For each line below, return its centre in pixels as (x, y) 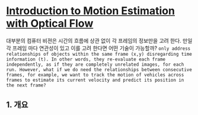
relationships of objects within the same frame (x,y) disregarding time (99, 54)
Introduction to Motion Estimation (90, 11)
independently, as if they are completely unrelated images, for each (95, 64)
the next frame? (26, 85)
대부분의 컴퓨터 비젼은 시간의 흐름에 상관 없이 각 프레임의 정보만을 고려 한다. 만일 (99, 40)
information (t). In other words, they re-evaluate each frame (86, 59)
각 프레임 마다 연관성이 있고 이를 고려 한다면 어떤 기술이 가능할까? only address (98, 48)
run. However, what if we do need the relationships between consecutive (99, 69)
